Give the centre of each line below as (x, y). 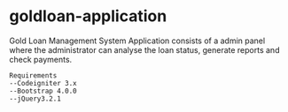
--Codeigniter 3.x (43, 83)
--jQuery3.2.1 (35, 99)
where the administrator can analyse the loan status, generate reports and (144, 49)
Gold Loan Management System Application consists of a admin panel (137, 41)
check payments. (41, 59)
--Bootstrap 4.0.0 (43, 91)
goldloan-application (88, 16)
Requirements (33, 75)
